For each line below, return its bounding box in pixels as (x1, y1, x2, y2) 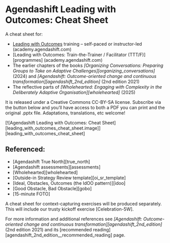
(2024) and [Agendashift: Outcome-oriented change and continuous (12, 73, 157, 79)
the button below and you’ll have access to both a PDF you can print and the (5, 104, 165, 110)
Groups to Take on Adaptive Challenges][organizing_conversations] (12, 67, 155, 74)
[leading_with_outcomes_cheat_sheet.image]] (5, 125, 100, 131)
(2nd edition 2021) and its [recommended (5, 226, 92, 232)
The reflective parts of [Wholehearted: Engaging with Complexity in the (12, 84, 162, 90)
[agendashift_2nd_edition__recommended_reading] (5, 232, 113, 238)
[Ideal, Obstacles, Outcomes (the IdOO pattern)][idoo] (12, 180, 126, 186)
